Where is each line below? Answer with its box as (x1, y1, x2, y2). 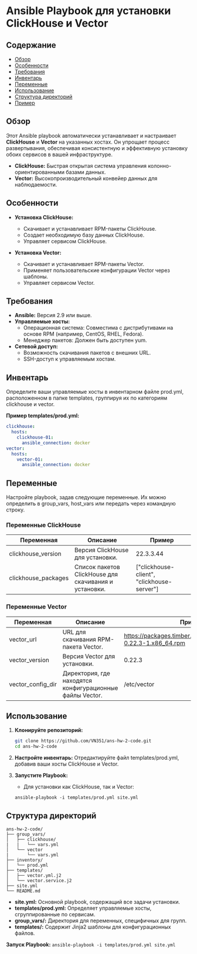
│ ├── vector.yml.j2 (6, 873, 62, 879)
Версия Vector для (62, 652, 116, 660)
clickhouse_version (9, 550, 62, 558)
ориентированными (14, 168, 65, 175)
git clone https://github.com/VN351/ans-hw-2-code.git (14, 738, 152, 744)
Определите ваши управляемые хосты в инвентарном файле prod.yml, (6, 388, 184, 395)
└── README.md (6, 888, 41, 894)
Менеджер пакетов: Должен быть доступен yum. (23, 337, 147, 344)
